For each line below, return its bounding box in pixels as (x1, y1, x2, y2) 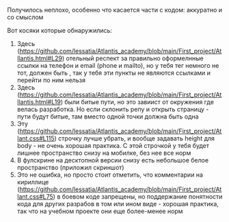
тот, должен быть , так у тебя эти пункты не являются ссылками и (16, 69, 211, 77)
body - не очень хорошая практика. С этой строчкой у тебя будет (16, 142, 210, 149)
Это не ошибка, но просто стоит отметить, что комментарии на (16, 171, 204, 179)
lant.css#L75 (16, 193, 53, 201)
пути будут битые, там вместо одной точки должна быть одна (16, 112, 200, 121)
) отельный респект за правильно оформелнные (62, 54, 204, 62)
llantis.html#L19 (16, 98, 62, 106)
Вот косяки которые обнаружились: (7, 27, 113, 34)
